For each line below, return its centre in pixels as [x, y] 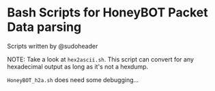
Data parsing [44, 27]
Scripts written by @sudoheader [53, 46]
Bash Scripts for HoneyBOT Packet [107, 13]
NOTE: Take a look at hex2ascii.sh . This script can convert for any [101, 59]
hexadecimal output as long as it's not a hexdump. [78, 66]
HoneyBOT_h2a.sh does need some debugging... [73, 79]
